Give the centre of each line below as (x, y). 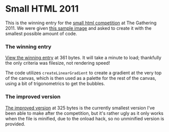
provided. (15, 124)
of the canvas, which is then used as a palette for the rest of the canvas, (81, 78)
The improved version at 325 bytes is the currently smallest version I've (80, 108)
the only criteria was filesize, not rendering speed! (58, 63)
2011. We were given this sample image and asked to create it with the (78, 28)
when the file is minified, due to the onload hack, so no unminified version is (85, 118)
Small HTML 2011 (42, 9)
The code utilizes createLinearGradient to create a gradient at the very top (83, 73)
